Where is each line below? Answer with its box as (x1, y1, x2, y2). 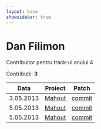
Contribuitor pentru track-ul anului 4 (6, 59, 93, 66)
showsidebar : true (6, 14, 51, 20)
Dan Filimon (6, 39, 65, 53)
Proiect (45, 84, 66, 92)
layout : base (6, 8, 38, 15)
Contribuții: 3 (6, 70, 38, 77)
